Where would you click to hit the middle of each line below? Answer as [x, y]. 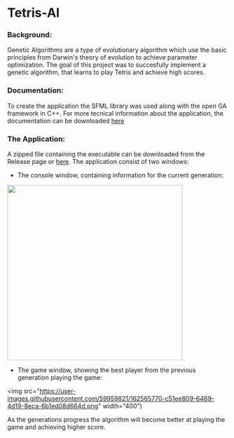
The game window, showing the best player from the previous [106, 370]
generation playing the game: [60, 378]
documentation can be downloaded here [66, 121]
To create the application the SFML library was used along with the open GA [117, 106]
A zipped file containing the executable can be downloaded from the [106, 154]
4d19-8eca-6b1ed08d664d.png [53, 406]
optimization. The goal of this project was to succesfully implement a [107, 65]
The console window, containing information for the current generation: [121, 175]
